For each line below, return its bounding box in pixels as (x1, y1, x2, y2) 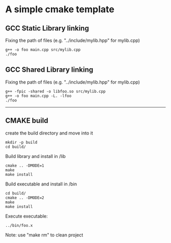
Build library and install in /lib (5, 153, 66, 159)
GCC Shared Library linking (5, 65, 94, 74)
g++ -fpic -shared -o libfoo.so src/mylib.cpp (5, 89, 106, 94)
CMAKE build (5, 116, 48, 125)
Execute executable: (5, 213, 48, 219)
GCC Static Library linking (5, 24, 89, 33)
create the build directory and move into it (5, 130, 93, 136)
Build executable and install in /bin (5, 181, 77, 187)
